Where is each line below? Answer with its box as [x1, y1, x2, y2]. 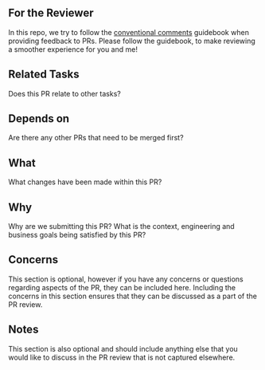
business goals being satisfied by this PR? [8, 230, 146, 240]
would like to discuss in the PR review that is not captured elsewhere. [8, 352, 236, 362]
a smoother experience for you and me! [8, 44, 138, 54]
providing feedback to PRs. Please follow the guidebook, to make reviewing [8, 36, 256, 45]
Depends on [8, 112, 70, 126]
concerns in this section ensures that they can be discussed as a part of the [8, 291, 257, 301]
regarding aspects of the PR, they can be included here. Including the [8, 282, 236, 292]
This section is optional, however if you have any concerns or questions [8, 274, 244, 284]
